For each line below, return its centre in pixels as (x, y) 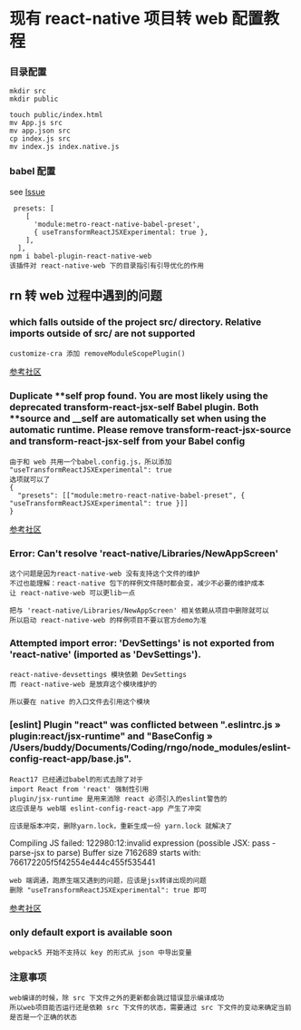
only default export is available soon (91, 932)
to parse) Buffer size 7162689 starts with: (124, 852)
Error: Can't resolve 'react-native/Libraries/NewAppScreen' (144, 553)
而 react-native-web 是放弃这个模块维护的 (83, 685)
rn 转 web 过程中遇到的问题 (86, 296)
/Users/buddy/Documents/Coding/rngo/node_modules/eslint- (150, 748)
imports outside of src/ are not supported (102, 334)
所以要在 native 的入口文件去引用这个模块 (80, 702)
